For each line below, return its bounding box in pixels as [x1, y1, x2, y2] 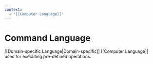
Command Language [4, 32, 91, 44]
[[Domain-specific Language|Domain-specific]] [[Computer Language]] [4, 48, 149, 54]
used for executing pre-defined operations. [4, 54, 91, 60]
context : [4, 7, 22, 12]
